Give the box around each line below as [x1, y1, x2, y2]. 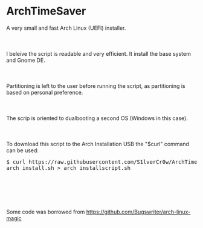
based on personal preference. [6, 89, 83, 96]
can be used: [6, 147, 39, 154]
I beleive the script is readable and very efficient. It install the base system [6, 50, 192, 57]
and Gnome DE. [6, 56, 45, 64]
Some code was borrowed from [6, 208, 85, 215]
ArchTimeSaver [6, 4, 86, 18]
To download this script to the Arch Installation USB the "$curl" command [6, 140, 189, 147]
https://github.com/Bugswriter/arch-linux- [86, 208, 191, 215]
